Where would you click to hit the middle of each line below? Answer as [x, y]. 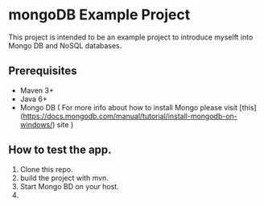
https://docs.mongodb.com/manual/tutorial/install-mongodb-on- [130, 116]
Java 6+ [33, 99]
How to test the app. [60, 150]
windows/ [36, 124]
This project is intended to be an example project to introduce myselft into [131, 37]
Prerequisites [43, 71]
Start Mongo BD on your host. [69, 186]
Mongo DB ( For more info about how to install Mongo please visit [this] [138, 107]
